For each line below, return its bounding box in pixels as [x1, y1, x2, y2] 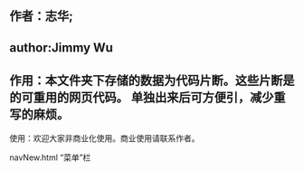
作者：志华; [9, 8, 74, 24]
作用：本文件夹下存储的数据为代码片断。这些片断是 [9, 73, 295, 89]
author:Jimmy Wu [9, 40, 113, 55]
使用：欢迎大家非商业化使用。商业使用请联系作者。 [9, 132, 200, 143]
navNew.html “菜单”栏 [9, 152, 91, 163]
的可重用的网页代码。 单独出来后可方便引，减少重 [9, 90, 286, 106]
